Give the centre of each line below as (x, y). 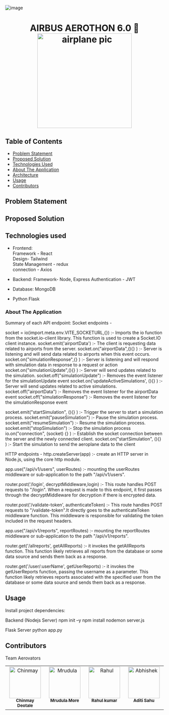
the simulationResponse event (36, 402)
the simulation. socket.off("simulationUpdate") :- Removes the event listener (84, 375)
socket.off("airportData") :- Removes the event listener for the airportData (82, 392)
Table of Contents (34, 141)
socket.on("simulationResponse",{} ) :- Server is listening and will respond (82, 359)
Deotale (25, 706)
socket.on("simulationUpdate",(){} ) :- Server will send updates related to (81, 370)
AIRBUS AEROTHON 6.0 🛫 (84, 28)
